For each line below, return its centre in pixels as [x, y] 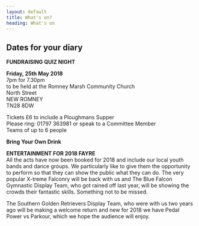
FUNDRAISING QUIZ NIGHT [41, 62]
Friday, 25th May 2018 [35, 74]
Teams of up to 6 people [37, 130]
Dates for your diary [44, 47]
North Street [22, 93]
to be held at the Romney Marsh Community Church [71, 86]
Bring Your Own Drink [34, 142]
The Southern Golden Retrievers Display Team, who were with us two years [100, 204]
